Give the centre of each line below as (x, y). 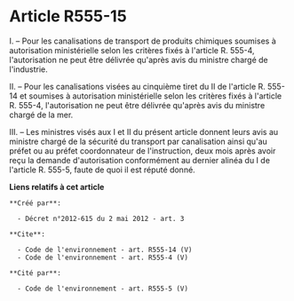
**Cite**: (28, 234)
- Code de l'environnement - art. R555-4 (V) (103, 257)
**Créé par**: (36, 203)
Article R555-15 (68, 16)
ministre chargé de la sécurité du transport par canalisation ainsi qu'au (139, 141)
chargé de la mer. (41, 115)
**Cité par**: (36, 273)
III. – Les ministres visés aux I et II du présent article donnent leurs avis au (144, 131)
